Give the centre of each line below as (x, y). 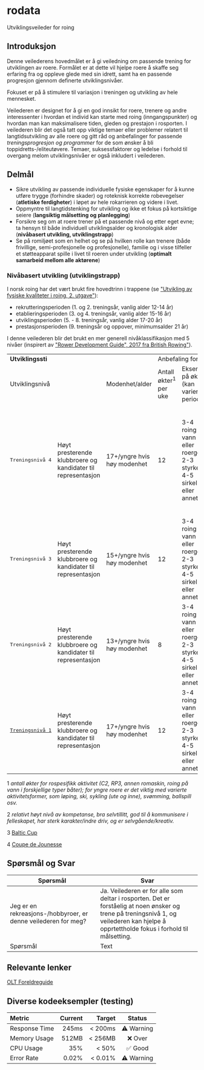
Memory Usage (32, 1038)
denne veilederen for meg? (48, 921)
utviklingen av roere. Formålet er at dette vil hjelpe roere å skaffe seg (93, 67)
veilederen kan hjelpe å (133, 921)
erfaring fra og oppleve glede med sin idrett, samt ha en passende (89, 74)
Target (106, 1018)
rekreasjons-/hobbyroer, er (49, 914)
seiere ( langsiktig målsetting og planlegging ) (73, 215)
